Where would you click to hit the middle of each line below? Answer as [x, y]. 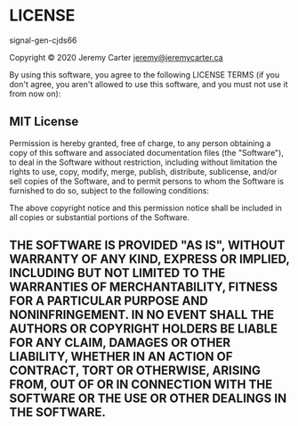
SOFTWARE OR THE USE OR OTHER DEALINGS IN [148, 399]
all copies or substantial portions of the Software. [99, 217]
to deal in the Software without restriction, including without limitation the [143, 162]
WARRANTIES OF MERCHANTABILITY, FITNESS [144, 287]
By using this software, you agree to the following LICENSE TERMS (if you [145, 74]
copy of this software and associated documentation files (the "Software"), [147, 152]
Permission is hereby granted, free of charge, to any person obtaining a [140, 143]
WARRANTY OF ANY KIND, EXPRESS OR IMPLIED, [149, 259]
